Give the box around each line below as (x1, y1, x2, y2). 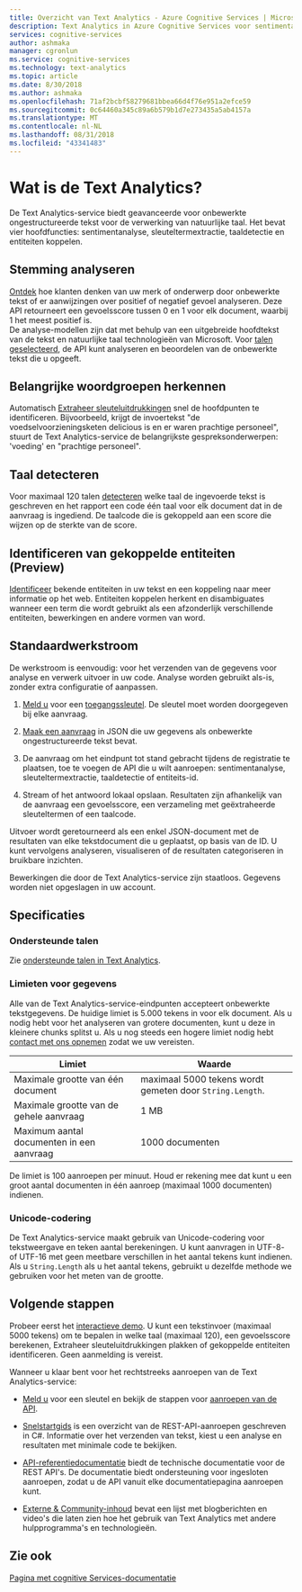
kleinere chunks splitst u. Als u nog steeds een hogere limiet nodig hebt (9, 1027, 274, 1038)
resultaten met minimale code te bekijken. (22, 1439, 178, 1450)
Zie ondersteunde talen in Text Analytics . (9, 955, 162, 966)
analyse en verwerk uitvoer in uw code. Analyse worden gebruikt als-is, (9, 671, 275, 682)
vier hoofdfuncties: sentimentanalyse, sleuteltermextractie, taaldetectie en (9, 226, 285, 237)
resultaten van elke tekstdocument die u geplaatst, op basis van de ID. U (9, 835, 278, 846)
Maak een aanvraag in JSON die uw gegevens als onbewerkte (22, 725, 253, 736)
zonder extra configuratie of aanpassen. (9, 681, 159, 692)
